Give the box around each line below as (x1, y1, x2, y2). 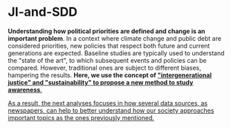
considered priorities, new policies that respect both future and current (8, 41, 210, 50)
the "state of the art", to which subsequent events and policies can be (8, 56, 207, 64)
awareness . (8, 86, 42, 94)
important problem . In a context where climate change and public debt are (8, 34, 222, 42)
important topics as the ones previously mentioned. (8, 113, 155, 121)
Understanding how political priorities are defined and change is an (8, 27, 206, 35)
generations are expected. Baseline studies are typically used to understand (8, 49, 225, 57)
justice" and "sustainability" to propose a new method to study (8, 78, 194, 86)
